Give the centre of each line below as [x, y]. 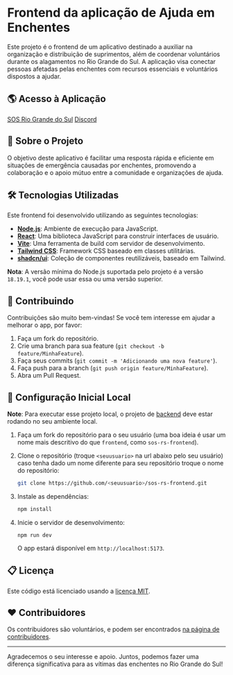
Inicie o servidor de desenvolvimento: [71, 522]
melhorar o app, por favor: [45, 325]
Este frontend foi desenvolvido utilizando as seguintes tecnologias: [103, 215]
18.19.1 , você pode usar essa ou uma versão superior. [85, 279]
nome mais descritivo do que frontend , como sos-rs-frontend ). [108, 442]
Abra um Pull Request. [49, 376]
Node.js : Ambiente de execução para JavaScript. [87, 229]
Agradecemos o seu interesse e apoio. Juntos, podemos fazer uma [103, 657]
